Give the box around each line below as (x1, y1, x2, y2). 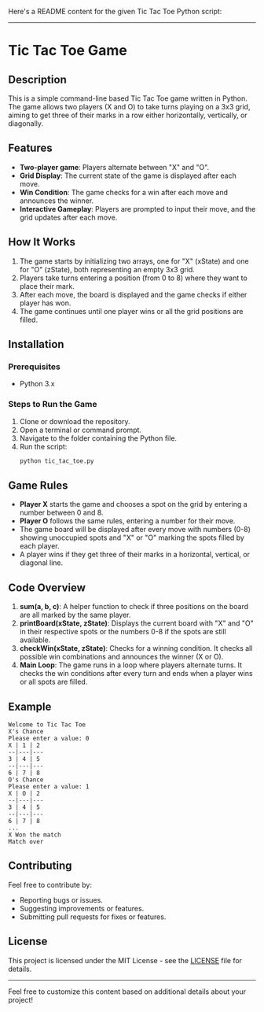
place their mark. (19, 281, 75, 290)
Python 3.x (19, 379, 55, 389)
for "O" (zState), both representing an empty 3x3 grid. (19, 264, 195, 274)
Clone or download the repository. (19, 416, 131, 426)
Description (8, 72, 67, 86)
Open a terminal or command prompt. (19, 425, 142, 434)
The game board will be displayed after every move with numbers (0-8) (19, 525, 251, 534)
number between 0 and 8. (19, 508, 104, 518)
